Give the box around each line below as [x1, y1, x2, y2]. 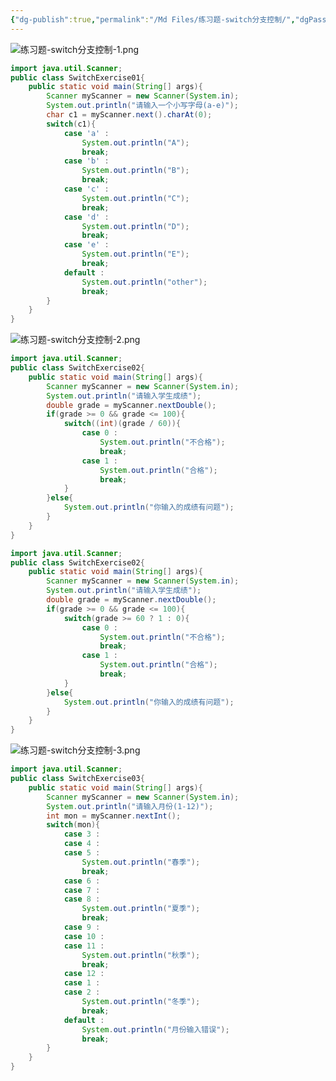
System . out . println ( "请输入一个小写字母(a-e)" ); [46, 101, 239, 111]
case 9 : [63, 922, 101, 932]
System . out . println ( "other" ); [81, 277, 208, 287]
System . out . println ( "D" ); [81, 221, 190, 231]
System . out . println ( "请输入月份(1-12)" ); [46, 801, 214, 811]
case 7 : [63, 885, 101, 895]
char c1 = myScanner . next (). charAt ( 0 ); [46, 110, 213, 120]
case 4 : [63, 839, 101, 849]
